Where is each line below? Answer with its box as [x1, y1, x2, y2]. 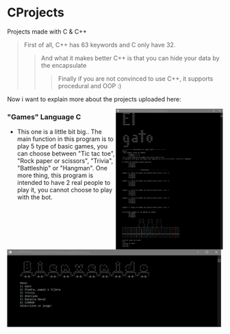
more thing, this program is [16, 171, 94, 179]
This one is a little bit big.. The [16, 128, 103, 136]
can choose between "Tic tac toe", [16, 149, 115, 158]
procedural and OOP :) [57, 81, 122, 90]
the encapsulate [40, 61, 87, 69]
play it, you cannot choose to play [16, 186, 113, 194]
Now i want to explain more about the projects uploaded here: [7, 94, 181, 103]
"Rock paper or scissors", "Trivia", [16, 157, 114, 165]
